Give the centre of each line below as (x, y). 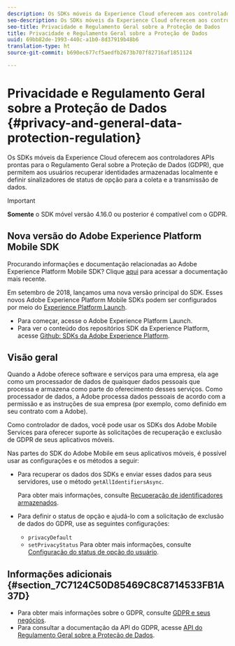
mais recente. (27, 279)
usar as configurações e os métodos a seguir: (73, 461)
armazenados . (38, 503)
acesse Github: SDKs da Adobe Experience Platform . (93, 336)
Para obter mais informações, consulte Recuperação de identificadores (120, 495)
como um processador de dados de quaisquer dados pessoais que (104, 382)
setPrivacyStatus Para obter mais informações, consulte (109, 545)
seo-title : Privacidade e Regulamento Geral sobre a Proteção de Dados (114, 27)
